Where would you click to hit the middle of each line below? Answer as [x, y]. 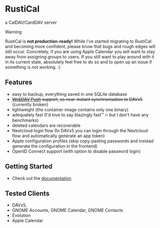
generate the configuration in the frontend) [55, 146]
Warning [13, 32]
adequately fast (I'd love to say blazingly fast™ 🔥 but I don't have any [80, 115]
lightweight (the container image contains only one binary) [70, 109]
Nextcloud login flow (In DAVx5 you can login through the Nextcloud [80, 130]
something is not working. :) [33, 67]
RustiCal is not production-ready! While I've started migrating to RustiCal [78, 41]
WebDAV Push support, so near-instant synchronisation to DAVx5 [77, 99]
